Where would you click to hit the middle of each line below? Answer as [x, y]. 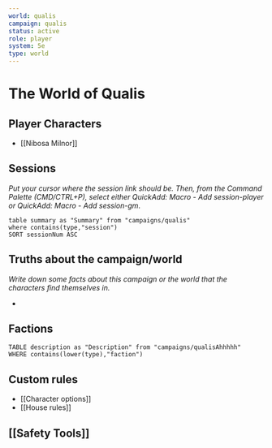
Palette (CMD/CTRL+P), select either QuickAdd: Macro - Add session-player [136, 196]
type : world [28, 54]
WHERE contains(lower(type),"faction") [76, 355]
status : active [34, 31]
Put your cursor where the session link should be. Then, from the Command [135, 188]
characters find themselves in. [59, 287]
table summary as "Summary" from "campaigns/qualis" [99, 220]
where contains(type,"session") [63, 227]
